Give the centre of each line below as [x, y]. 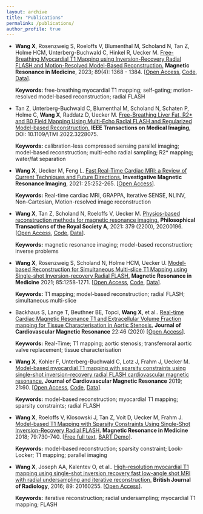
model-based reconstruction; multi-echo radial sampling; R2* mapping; [104, 152]
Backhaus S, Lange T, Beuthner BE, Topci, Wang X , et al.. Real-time [99, 312]
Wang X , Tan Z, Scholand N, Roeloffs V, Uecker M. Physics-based [98, 214]
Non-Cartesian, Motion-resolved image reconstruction [83, 202]
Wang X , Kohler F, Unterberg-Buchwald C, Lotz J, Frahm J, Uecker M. [102, 362]
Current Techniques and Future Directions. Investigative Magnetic [98, 177]
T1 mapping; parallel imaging [71, 455]
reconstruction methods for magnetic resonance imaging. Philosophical [105, 220]
